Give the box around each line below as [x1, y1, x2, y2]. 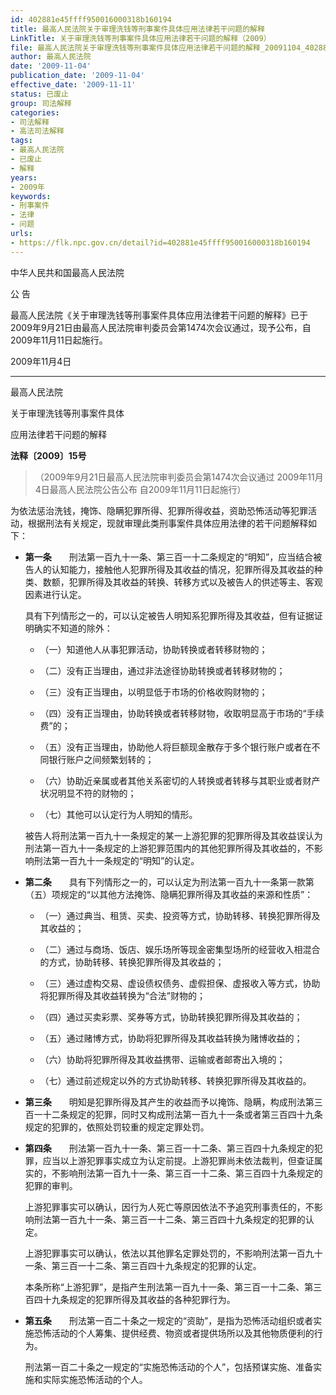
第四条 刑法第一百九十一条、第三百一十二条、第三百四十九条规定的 [24, 1142, 315, 1154]
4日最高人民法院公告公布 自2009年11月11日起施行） [34, 483, 247, 495]
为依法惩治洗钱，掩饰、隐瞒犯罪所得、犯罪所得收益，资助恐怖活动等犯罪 [10, 504, 308, 516]
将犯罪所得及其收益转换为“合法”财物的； [39, 989, 206, 1001]
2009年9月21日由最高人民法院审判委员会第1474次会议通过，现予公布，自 [10, 321, 312, 333]
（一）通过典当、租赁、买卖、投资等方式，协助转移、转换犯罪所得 [39, 909, 312, 921]
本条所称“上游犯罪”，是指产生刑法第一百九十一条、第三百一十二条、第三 [24, 1281, 323, 1293]
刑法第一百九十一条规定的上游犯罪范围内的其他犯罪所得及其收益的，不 [24, 842, 315, 854]
